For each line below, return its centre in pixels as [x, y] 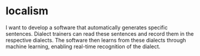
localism [27, 11]
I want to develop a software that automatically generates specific [87, 27]
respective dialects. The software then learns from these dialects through [96, 40]
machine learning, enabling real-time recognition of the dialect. [83, 46]
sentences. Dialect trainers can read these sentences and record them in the [100, 33]
